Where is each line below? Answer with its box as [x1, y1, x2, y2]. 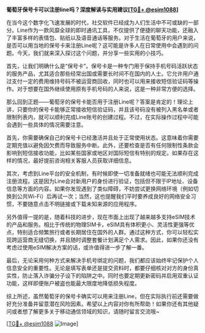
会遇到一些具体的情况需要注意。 [6, 121, 87, 128]
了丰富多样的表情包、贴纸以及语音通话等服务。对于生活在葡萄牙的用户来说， [6, 34, 199, 41]
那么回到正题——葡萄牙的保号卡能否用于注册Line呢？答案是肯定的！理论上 [6, 98, 193, 106]
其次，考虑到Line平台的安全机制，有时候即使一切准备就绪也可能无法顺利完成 [6, 170, 199, 177]
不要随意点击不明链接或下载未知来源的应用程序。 [16, 201, 140, 207]
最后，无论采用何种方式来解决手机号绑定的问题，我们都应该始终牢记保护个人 [6, 257, 199, 264]
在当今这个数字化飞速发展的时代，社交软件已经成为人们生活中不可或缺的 [6, 19, 188, 26]
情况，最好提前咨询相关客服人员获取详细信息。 [16, 157, 135, 164]
